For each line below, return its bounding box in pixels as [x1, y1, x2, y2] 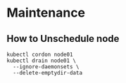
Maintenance [6, 5, 86, 21]
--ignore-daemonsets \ [13, 63, 80, 70]
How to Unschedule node [6, 33, 120, 45]
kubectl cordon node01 [6, 51, 73, 58]
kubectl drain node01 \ [6, 57, 77, 64]
